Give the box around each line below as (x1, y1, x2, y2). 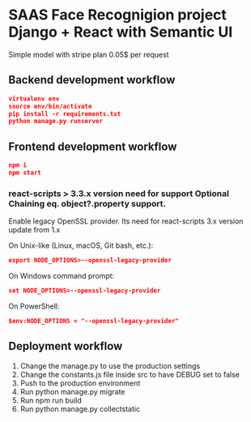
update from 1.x (8, 225, 61, 235)
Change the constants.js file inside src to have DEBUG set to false (19, 369, 240, 379)
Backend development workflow (8, 73, 176, 87)
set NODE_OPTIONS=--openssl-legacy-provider (8, 286, 161, 295)
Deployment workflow (8, 339, 123, 353)
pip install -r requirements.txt (8, 109, 121, 118)
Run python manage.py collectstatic (19, 403, 140, 414)
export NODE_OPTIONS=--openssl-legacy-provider (8, 257, 172, 265)
